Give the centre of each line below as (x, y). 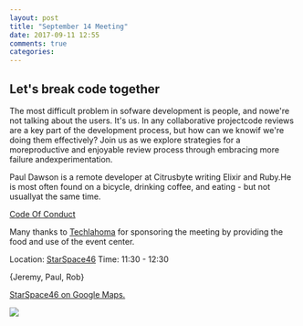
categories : (32, 52)
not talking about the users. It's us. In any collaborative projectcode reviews (152, 121)
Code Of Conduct (42, 214)
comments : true (38, 43)
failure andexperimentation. (61, 159)
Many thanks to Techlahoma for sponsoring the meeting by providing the (146, 231)
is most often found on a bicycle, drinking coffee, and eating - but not (140, 186)
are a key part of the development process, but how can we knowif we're (147, 130)
